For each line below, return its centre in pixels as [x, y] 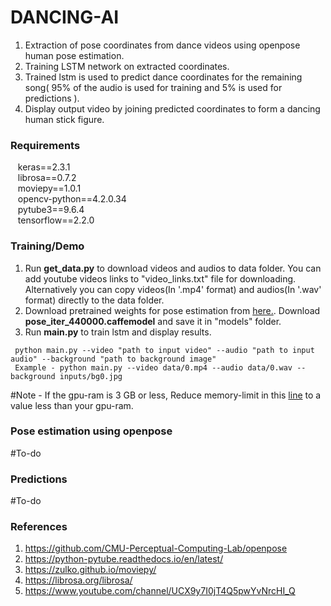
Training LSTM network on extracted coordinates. [127, 66]
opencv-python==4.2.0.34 [72, 199]
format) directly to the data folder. [94, 300]
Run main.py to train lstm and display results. [118, 332]
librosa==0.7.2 [47, 178]
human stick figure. [64, 119]
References [39, 527]
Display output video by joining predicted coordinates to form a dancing [172, 108]
